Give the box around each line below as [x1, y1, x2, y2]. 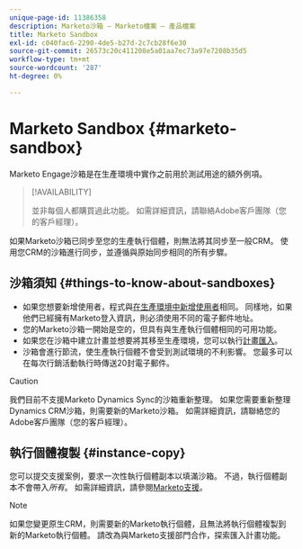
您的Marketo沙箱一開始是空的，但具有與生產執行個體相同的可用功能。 [22, 323, 282, 334]
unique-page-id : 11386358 [9, 13, 106, 22]
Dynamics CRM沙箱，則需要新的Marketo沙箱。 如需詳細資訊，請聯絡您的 [9, 405, 280, 416]
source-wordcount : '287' [9, 64, 102, 73]
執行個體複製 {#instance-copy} [9, 445, 186, 460]
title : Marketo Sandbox [9, 30, 99, 39]
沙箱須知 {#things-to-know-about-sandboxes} [9, 275, 276, 291]
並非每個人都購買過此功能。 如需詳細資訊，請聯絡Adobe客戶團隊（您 [31, 204, 288, 216]
